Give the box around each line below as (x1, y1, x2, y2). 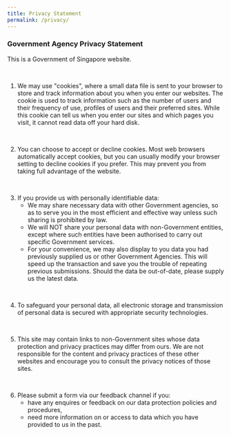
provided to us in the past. (27, 420, 102, 428)
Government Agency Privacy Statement (7, 39, 143, 49)
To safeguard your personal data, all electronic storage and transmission (17, 301, 223, 309)
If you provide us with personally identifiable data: (17, 194, 160, 202)
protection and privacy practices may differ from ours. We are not (17, 342, 204, 350)
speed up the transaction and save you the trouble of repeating (27, 259, 208, 267)
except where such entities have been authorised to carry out (27, 230, 203, 239)
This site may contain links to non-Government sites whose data (17, 335, 200, 343)
